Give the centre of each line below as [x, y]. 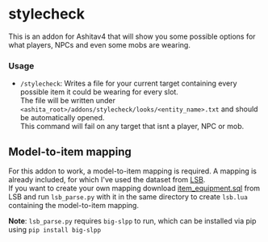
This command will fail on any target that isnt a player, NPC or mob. [132, 127]
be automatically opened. [62, 118]
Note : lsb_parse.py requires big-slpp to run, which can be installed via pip [132, 221]
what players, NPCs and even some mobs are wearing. [100, 44]
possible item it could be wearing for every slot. [99, 92]
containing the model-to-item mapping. [74, 206]
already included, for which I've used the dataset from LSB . [107, 180]
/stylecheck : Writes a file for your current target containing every [128, 83]
